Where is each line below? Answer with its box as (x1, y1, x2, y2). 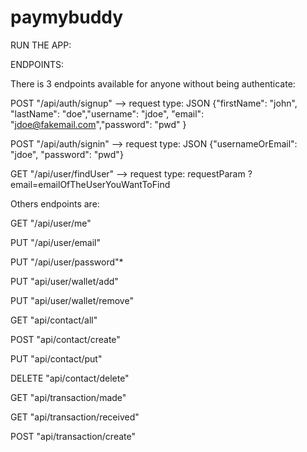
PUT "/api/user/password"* (10, 256, 124, 268)
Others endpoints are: (10, 197, 100, 210)
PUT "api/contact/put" (10, 352, 103, 365)
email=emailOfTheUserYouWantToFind (10, 178, 171, 190)
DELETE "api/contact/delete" (10, 372, 130, 384)
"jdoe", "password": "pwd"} (10, 148, 124, 160)
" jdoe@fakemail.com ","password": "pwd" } (10, 118, 187, 130)
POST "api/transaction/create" (10, 430, 136, 442)
